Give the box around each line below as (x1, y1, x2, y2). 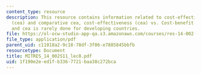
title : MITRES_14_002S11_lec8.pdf (6, 53, 93, 59)
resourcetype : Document (6, 48, 66, 54)
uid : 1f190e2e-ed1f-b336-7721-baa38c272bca (6, 58, 117, 64)
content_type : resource (6, 8, 66, 15)
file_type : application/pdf (6, 36, 77, 42)
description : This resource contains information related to (6, 14, 162, 20)
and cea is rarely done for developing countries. (11, 25, 141, 32)
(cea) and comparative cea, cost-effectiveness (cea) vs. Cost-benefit (11, 20, 194, 26)
